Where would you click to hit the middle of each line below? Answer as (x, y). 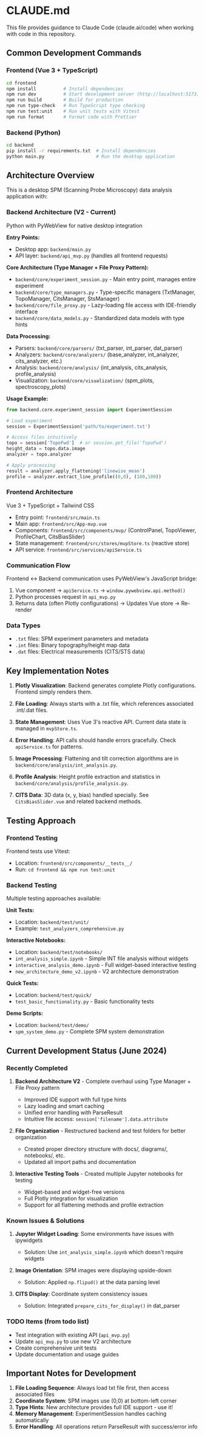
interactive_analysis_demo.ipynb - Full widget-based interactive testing (106, 965)
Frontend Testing (32, 838)
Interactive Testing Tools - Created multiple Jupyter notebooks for (99, 1173)
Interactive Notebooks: (36, 940)
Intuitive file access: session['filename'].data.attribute (96, 1119)
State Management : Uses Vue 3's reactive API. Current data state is (100, 722)
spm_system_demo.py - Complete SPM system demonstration (90, 1031)
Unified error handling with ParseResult (73, 1112)
